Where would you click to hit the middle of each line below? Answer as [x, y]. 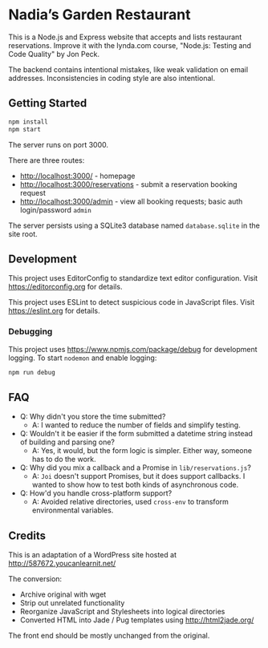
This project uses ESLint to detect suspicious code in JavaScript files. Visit [132, 302]
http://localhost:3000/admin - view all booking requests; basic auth [131, 201]
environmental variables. [73, 510]
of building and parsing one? [67, 442]
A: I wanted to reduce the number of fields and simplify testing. [136, 425]
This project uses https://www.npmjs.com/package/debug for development [133, 349]
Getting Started [48, 103]
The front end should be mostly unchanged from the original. [109, 636]
